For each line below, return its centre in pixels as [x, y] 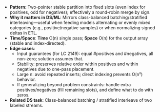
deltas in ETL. [23, 33]
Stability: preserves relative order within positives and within [78, 64]
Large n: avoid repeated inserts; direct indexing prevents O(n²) [80, 74]
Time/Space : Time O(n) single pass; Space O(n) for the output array [79, 38]
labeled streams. [26, 105]
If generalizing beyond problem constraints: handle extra [74, 84]
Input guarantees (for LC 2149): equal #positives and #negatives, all [85, 54]
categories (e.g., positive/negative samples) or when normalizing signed [82, 28]
